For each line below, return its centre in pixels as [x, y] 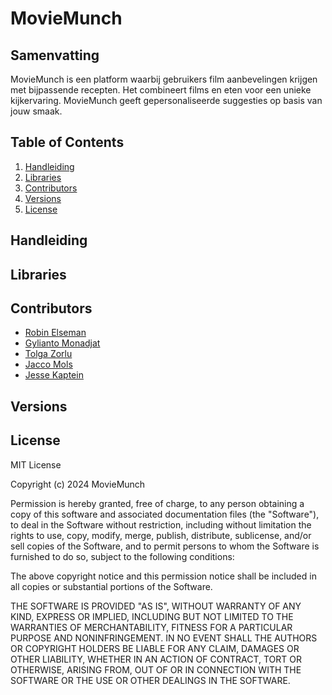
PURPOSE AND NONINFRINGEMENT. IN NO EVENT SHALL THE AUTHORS [164, 638]
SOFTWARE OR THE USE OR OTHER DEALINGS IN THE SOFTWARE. [150, 680]
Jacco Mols [48, 364]
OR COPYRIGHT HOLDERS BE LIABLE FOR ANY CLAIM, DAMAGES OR [155, 648]
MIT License [36, 464]
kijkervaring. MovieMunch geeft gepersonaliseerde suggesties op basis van [166, 100]
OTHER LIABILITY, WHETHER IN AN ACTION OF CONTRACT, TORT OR [156, 659]
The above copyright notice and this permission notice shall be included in [163, 576]
